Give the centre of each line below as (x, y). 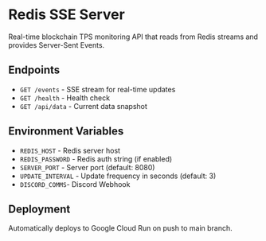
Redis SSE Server (66, 15)
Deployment (39, 209)
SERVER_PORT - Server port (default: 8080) (87, 167)
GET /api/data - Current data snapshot (83, 106)
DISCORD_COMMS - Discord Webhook (75, 184)
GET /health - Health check (65, 98)
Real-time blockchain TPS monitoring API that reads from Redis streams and (133, 37)
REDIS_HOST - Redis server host (70, 150)
